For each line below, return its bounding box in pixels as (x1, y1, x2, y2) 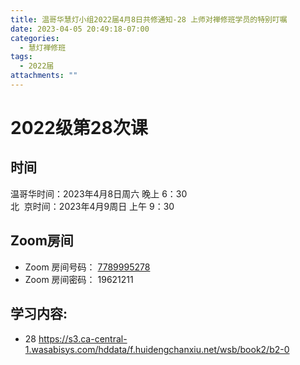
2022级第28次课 (10, 117, 148, 140)
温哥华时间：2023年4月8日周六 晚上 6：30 (10, 187, 188, 200)
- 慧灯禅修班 (19, 42, 67, 53)
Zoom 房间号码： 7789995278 (24, 261, 151, 273)
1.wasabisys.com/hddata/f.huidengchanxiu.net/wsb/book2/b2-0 (24, 343, 290, 355)
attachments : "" (10, 71, 78, 81)
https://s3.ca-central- (38, 332, 128, 345)
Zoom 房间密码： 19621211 (24, 273, 134, 285)
